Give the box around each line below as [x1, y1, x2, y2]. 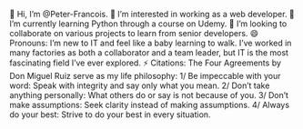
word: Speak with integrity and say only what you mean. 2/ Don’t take [9, 80, 270, 91]
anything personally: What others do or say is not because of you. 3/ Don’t [9, 90, 289, 100]
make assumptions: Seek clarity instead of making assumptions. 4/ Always [9, 100, 289, 110]
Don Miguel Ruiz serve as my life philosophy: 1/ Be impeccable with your [9, 71, 281, 81]
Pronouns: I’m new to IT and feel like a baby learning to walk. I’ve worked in [9, 37, 292, 48]
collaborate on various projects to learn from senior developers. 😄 [9, 28, 259, 38]
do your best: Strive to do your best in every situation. [9, 109, 211, 120]
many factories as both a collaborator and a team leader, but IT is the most [9, 47, 289, 58]
